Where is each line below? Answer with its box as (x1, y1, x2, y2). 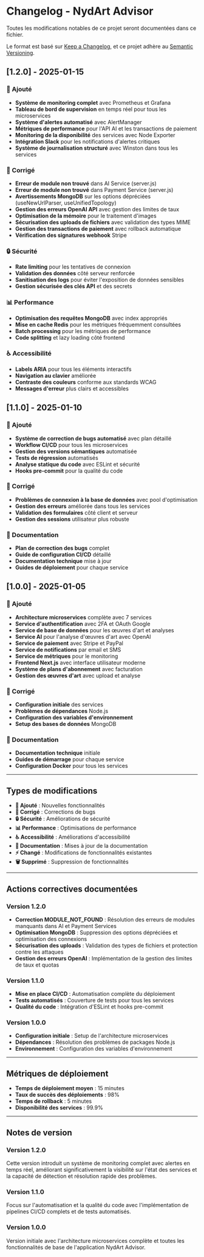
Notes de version (6, 1127, 73, 1138)
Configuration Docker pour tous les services (15, 762, 129, 770)
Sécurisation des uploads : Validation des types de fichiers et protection (15, 942, 198, 949)
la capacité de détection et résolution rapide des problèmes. (6, 1172, 157, 1180)
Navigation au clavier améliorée (15, 371, 97, 379)
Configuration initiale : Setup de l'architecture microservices (15, 1032, 168, 1040)
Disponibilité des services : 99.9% (15, 1104, 103, 1111)
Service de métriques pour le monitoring (15, 652, 118, 660)
